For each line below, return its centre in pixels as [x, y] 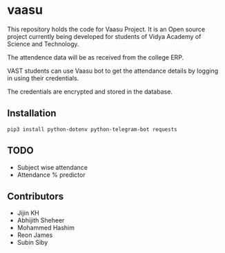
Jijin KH [28, 213]
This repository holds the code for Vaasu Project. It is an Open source [106, 29]
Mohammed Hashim [46, 228]
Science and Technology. [43, 44]
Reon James [35, 235]
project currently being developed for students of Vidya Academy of [104, 36]
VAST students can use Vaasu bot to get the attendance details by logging [113, 71]
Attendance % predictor [51, 175]
